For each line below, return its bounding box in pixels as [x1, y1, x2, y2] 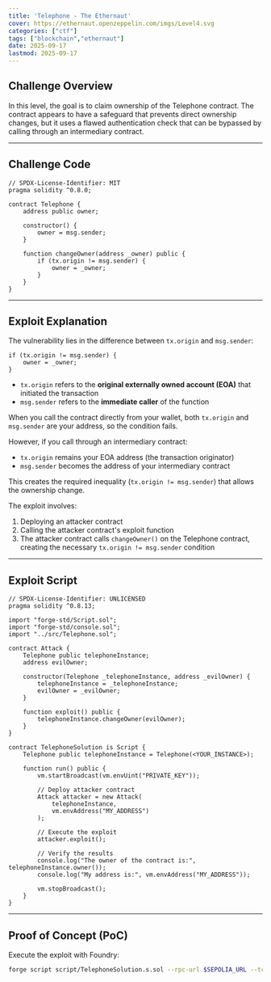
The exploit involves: [8, 501, 77, 511]
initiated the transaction [19, 389, 99, 398]
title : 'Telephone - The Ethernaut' [8, 11, 131, 20]
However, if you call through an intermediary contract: [8, 437, 188, 447]
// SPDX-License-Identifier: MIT [8, 179, 121, 187]
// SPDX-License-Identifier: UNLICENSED [8, 595, 147, 603]
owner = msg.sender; [37, 228, 106, 237]
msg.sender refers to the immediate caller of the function [19, 397, 210, 407]
